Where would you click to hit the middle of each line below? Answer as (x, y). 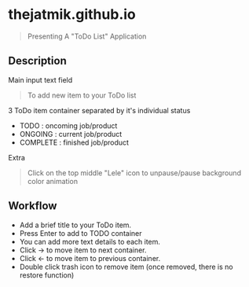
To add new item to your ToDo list (82, 95)
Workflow (33, 206)
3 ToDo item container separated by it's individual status (99, 110)
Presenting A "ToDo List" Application (87, 36)
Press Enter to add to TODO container (81, 233)
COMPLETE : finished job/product (74, 142)
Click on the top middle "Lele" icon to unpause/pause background (134, 173)
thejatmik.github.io (72, 15)
